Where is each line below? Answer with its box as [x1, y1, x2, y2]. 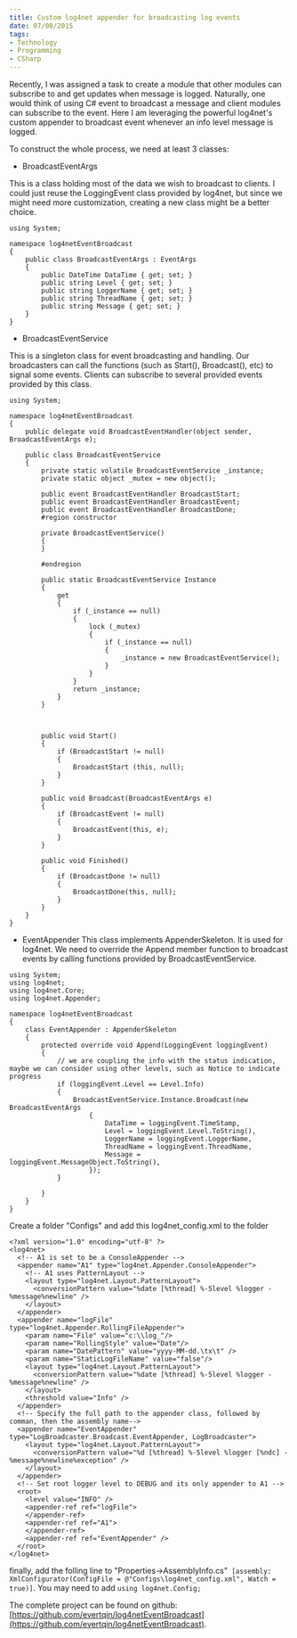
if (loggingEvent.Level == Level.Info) [56, 1080, 205, 1089]
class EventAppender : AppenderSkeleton [25, 1025, 177, 1034]
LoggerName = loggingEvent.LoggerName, [104, 1134, 253, 1143]
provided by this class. [9, 379, 92, 389]
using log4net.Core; [9, 986, 86, 995]
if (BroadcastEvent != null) [56, 810, 165, 819]
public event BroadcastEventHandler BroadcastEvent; [41, 498, 241, 506]
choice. [9, 207, 37, 217]
